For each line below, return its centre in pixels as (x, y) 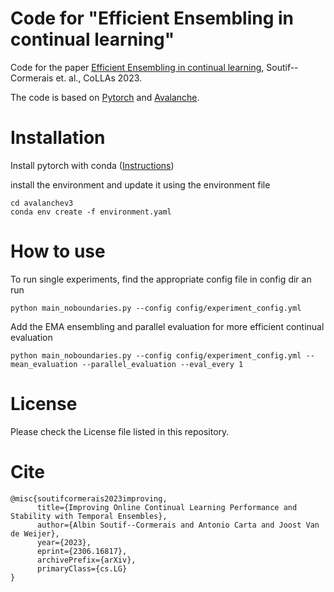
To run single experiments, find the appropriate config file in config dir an (161, 279)
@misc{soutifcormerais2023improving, (89, 498)
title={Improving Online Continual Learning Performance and (167, 507)
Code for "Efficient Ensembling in (152, 18)
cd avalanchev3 (42, 203)
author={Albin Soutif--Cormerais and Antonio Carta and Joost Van (178, 525)
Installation (58, 138)
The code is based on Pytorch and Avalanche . (105, 97)
